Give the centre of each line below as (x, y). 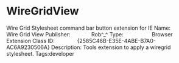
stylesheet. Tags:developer (40, 53)
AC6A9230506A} (28, 47)
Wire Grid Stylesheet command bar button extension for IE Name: (89, 28)
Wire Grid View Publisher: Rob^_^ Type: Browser (89, 34)
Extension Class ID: (30, 41)
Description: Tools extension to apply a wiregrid (111, 47)
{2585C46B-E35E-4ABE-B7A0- (117, 41)
